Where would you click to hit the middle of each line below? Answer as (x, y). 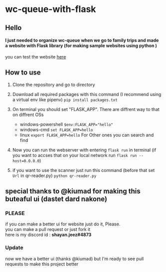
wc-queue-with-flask (51, 9)
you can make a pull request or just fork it (48, 229)
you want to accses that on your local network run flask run (75, 155)
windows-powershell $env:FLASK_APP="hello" (67, 124)
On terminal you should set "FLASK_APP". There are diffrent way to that (86, 109)
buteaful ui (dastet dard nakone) (56, 199)
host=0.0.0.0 (26, 161)
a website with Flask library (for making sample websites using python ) (81, 45)
